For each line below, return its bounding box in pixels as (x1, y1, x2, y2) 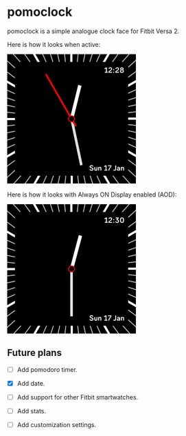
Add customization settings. (16, 421, 97, 428)
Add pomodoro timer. (16, 365, 78, 373)
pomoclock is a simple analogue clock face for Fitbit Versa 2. (7, 27, 180, 35)
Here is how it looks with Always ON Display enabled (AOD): (7, 190, 177, 199)
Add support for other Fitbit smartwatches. (16, 393, 139, 401)
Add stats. (16, 406, 47, 415)
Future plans (7, 347, 62, 359)
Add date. (16, 379, 45, 387)
